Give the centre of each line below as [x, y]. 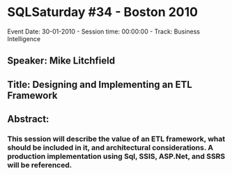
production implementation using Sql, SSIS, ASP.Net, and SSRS [116, 156]
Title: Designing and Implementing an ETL [100, 84]
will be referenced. [40, 165]
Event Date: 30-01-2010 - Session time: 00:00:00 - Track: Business [104, 31]
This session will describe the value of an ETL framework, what [116, 139]
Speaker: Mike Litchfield [61, 61]
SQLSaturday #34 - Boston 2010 [103, 12]
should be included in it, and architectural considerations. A [110, 148]
